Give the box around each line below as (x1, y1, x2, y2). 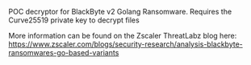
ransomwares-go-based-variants (8, 48, 119, 57)
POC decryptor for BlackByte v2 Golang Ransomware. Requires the (8, 7, 232, 16)
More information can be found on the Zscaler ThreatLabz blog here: (8, 31, 237, 40)
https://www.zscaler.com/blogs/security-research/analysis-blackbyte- (8, 39, 244, 49)
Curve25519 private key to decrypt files (8, 15, 140, 25)
